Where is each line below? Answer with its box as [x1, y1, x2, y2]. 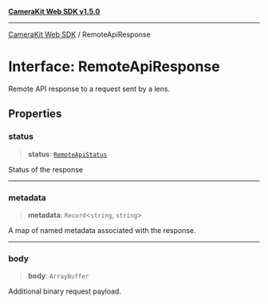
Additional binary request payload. [8, 286, 122, 296]
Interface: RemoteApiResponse [8, 57, 221, 76]
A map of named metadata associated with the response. [8, 225, 197, 235]
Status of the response [8, 164, 84, 174]
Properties [8, 107, 62, 120]
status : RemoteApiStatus [27, 149, 108, 159]
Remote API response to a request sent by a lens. [8, 84, 170, 93]
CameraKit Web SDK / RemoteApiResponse [8, 30, 151, 39]
